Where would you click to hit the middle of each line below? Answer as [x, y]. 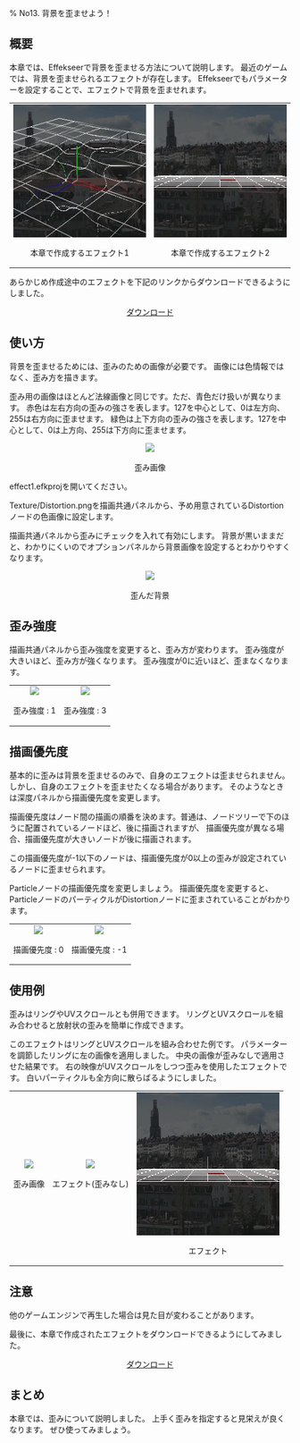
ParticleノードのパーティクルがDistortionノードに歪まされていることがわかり [150, 899]
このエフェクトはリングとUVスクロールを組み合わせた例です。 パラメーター [149, 1043]
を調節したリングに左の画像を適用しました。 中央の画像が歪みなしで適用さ [147, 1055]
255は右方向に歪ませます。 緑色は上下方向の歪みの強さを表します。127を [144, 418]
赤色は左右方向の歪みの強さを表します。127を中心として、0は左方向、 [156, 407]
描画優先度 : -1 [99, 949]
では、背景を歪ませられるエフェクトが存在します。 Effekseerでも [129, 78]
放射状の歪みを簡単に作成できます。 [122, 1025]
